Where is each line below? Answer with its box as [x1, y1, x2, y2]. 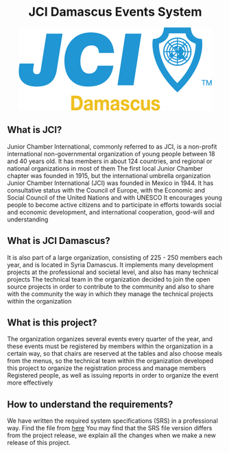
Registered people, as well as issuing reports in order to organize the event [7, 371, 219, 380]
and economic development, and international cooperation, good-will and [7, 208, 215, 216]
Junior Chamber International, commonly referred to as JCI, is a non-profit [7, 142, 217, 151]
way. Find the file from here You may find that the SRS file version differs [7, 424, 213, 432]
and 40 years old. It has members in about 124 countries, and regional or [7, 157, 213, 165]
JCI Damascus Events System [28, 4, 202, 20]
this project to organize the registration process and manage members [7, 364, 206, 372]
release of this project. [7, 439, 71, 447]
